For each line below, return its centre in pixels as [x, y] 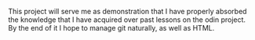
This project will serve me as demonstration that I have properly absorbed [127, 11]
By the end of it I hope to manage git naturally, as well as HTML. [111, 28]
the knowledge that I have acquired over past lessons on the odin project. [127, 20]
